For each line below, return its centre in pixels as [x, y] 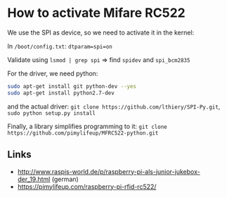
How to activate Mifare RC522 [96, 13]
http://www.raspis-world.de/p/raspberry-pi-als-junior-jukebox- [109, 171]
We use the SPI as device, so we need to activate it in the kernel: [101, 32]
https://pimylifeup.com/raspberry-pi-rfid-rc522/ [87, 186]
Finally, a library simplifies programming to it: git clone [87, 126]
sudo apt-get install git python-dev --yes [72, 86]
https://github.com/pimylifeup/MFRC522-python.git [83, 133]
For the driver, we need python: [53, 73]
